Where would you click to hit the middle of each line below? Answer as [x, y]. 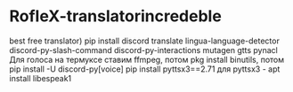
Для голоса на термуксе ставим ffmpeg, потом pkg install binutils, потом [147, 59]
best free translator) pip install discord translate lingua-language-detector [145, 41]
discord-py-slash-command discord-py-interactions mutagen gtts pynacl [144, 50]
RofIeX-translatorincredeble [116, 16]
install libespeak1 [41, 78]
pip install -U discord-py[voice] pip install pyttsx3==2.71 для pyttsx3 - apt [145, 69]
